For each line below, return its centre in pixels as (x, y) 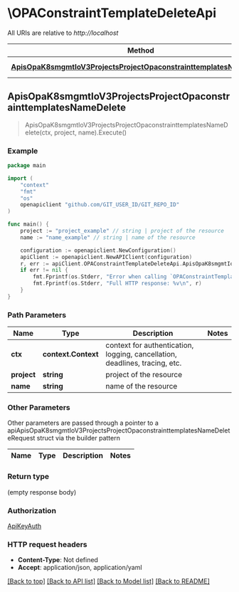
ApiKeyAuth (25, 526)
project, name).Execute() (90, 132)
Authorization (32, 510)
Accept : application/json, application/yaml (80, 568)
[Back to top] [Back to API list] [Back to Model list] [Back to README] (108, 581)
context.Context (70, 354)
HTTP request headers (47, 544)
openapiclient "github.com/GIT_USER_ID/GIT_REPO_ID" (100, 205)
